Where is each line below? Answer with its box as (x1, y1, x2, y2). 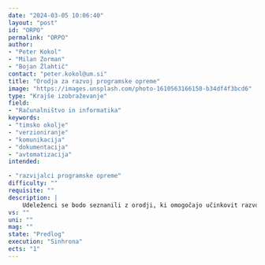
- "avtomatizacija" (8, 150, 73, 158)
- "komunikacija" (8, 135, 65, 144)
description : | (8, 193, 58, 201)
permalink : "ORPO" (8, 33, 69, 42)
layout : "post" (8, 19, 58, 27)
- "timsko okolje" (8, 121, 69, 129)
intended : (8, 158, 41, 166)
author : (8, 41, 34, 49)
